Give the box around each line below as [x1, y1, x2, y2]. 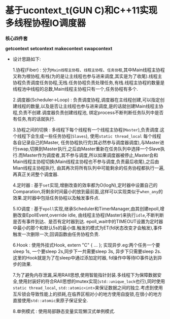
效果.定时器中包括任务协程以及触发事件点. [12, 195, 100, 201]
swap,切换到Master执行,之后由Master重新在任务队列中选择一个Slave [17, 146, 161, 152]
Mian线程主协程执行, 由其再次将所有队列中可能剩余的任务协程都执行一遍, [12, 165, 165, 171]
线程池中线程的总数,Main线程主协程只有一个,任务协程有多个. [12, 86, 139, 92]
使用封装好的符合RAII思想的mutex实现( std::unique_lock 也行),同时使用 [18, 278, 165, 284]
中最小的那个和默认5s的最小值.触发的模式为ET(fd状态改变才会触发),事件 [12, 225, 162, 231]
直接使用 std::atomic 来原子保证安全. [12, 297, 88, 303]
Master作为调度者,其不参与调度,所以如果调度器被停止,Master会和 [22, 152, 158, 158]
